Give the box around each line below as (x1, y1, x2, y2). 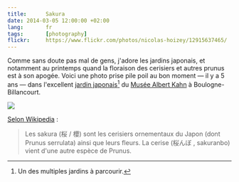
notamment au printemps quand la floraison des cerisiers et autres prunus (7, 64, 225, 73)
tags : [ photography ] (7, 30, 87, 38)
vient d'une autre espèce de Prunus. (24, 146, 132, 155)
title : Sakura (7, 10, 65, 18)
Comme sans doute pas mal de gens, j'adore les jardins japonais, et (7, 56, 206, 65)
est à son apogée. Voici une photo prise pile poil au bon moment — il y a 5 (7, 72, 225, 80)
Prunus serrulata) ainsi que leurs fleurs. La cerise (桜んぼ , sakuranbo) (24, 138, 230, 146)
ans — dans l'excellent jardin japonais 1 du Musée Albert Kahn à (7, 79, 192, 89)
